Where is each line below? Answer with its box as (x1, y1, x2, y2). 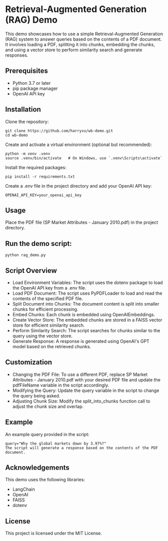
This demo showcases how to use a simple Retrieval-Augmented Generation (5, 31, 163, 37)
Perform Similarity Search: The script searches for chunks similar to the (12, 328, 160, 333)
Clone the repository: (5, 118, 49, 124)
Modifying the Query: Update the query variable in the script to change (12, 387, 159, 393)
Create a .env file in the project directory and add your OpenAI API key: (5, 183, 152, 189)
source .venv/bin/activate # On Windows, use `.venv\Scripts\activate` (5, 156, 163, 161)
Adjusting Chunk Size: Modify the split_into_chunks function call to (12, 398, 150, 404)
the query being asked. (12, 392, 61, 398)
